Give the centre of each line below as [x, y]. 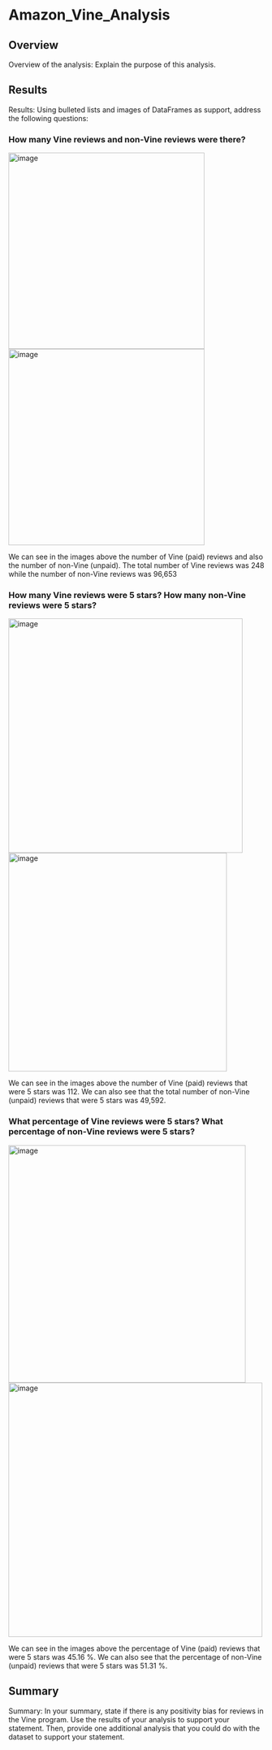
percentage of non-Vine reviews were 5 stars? [102, 1132]
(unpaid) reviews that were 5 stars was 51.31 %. [88, 1665]
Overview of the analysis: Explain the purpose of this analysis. [112, 64]
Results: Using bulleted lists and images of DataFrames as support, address [135, 109]
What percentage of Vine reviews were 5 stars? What [116, 1122]
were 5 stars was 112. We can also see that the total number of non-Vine [129, 1092]
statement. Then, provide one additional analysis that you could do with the [134, 1728]
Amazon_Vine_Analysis [89, 15]
